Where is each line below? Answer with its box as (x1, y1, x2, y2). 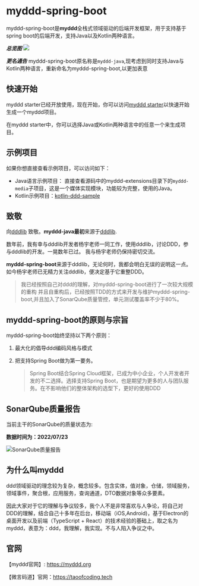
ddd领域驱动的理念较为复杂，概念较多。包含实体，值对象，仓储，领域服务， (6, 482, 193, 489)
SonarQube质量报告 (6, 404, 81, 414)
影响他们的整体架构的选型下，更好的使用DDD (50, 385, 161, 392)
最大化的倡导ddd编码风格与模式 (14, 344, 93, 352)
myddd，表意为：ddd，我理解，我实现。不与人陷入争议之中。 (6, 524, 158, 531)
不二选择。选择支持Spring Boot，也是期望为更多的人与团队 (40, 377, 184, 385)
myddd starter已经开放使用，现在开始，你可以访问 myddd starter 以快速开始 (6, 101, 190, 108)
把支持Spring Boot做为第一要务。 (14, 357, 96, 364)
